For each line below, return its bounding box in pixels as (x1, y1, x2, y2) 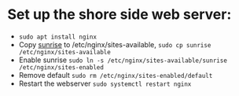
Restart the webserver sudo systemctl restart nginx (18, 79, 192, 88)
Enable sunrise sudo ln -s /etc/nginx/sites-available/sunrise (18, 55, 227, 65)
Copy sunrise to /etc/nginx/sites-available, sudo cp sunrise (18, 39, 211, 49)
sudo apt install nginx (18, 33, 97, 41)
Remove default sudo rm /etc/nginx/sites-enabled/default (18, 70, 213, 79)
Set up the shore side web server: (7, 6, 232, 24)
